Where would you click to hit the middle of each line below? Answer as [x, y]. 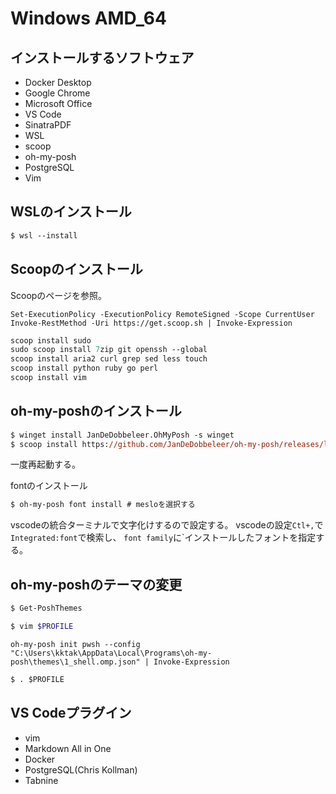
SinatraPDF [48, 125]
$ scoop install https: [60, 444]
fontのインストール [49, 486]
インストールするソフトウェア [102, 57]
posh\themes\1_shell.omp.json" [75, 662]
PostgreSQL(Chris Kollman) [81, 769]
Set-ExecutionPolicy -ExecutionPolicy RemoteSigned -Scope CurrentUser [162, 314]
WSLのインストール [71, 212]
